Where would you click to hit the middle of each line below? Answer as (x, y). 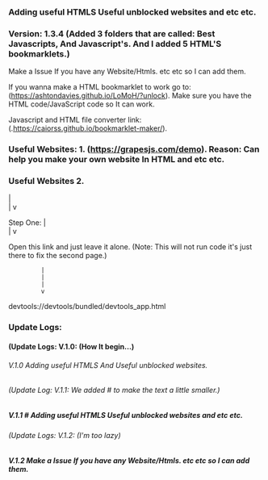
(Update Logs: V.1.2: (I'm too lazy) (65, 436)
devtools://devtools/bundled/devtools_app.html (87, 307)
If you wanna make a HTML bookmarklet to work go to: (100, 87)
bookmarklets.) (39, 53)
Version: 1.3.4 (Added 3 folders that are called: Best (112, 33)
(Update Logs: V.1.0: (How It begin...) (71, 346)
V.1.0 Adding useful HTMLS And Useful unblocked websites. (108, 365)
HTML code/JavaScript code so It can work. (82, 104)
